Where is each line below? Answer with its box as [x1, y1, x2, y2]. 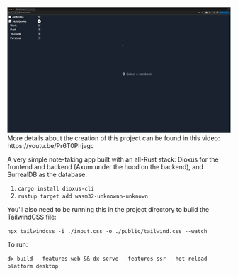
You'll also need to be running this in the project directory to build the [7, 205, 210, 213]
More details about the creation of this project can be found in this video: [7, 134, 220, 142]
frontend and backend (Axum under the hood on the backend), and [7, 162, 203, 171]
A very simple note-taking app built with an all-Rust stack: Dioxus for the [7, 155, 219, 164]
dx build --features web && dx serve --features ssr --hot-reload [7, 255, 208, 262]
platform [7, 262, 33, 270]
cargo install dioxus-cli [17, 185, 94, 192]
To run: [7, 240, 28, 249]
